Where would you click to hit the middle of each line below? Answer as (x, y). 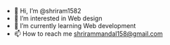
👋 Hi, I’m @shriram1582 (48, 11)
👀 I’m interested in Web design (58, 18)
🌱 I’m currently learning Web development (75, 26)
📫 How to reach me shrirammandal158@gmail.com (88, 34)
